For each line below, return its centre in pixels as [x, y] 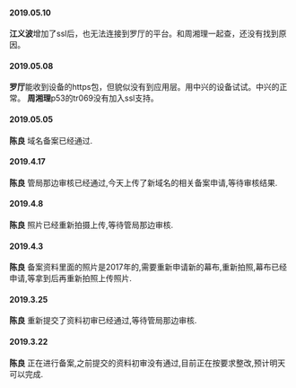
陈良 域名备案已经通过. [51, 140]
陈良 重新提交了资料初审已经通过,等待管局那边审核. [103, 321]
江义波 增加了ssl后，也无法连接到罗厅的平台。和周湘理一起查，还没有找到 [144, 34]
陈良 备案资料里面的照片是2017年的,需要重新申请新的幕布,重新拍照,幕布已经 [148, 267]
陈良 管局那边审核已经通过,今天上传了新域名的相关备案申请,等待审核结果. [144, 182]
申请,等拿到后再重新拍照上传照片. [71, 278]
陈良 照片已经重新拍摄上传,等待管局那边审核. [91, 225]
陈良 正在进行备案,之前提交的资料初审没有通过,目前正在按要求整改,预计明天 [148, 363]
